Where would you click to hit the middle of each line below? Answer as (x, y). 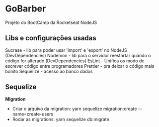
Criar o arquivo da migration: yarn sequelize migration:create (75, 109)
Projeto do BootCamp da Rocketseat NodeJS (51, 22)
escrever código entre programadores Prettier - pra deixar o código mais (80, 66)
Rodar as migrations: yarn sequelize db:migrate (61, 119)
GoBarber (26, 9)
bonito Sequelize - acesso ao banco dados (49, 71)
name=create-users (33, 114)
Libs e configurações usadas (51, 38)
